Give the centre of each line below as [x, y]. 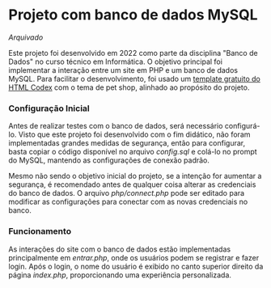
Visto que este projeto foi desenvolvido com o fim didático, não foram [134, 134]
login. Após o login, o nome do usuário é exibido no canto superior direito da [136, 266]
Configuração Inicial [49, 108]
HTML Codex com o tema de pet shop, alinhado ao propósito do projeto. [129, 87]
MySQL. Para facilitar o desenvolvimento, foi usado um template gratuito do [134, 78]
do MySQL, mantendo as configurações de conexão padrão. [109, 160]
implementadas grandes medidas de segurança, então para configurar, [127, 143]
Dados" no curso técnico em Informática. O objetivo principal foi [115, 61]
